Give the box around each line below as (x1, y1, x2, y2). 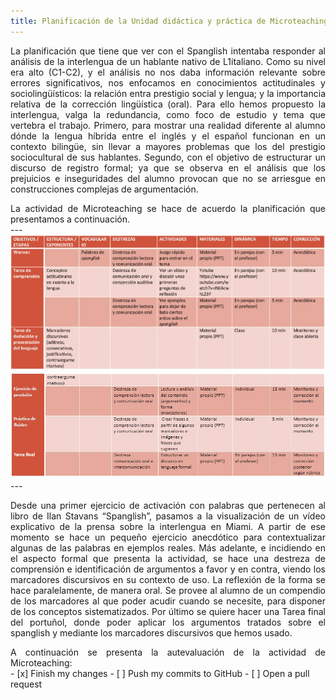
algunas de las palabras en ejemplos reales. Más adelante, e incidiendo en (10, 542, 326, 554)
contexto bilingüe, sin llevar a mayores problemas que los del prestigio (10, 140, 326, 152)
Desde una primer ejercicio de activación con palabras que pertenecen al (10, 500, 326, 512)
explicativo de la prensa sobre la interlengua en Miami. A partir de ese (10, 521, 326, 533)
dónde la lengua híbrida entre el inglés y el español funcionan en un (10, 130, 326, 142)
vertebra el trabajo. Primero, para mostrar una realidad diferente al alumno (10, 119, 326, 131)
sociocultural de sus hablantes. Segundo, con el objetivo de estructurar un (10, 151, 326, 163)
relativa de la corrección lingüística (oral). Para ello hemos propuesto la (10, 98, 326, 110)
